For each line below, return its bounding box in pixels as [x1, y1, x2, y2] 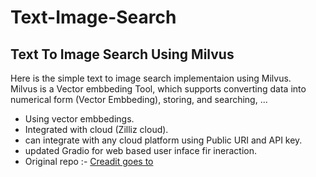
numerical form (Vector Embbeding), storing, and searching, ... [10, 94, 268, 105]
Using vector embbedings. [24, 113, 135, 125]
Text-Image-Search [10, 6, 177, 29]
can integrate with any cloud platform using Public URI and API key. [24, 134, 303, 146]
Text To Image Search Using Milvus [10, 46, 235, 63]
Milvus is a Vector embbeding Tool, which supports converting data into [10, 83, 307, 95]
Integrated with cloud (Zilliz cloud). [24, 124, 169, 135]
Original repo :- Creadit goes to [24, 156, 154, 167]
